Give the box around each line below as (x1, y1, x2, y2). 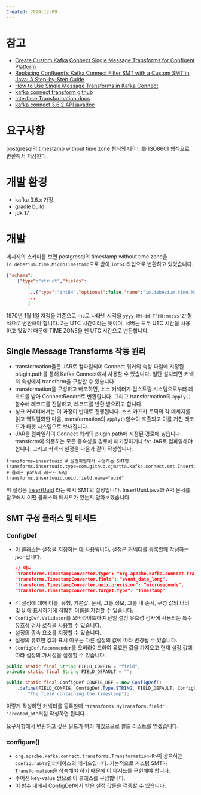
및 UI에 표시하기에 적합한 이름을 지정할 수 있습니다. (14, 607, 134, 614)
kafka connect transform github (14, 88, 93, 96)
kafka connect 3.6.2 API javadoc (14, 101, 95, 108)
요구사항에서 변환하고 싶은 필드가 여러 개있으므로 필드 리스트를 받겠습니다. (6, 722, 179, 730)
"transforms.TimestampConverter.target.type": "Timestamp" (14, 587, 166, 593)
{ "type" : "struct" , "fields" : (17, 278, 87, 284)
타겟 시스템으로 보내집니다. (26, 423, 89, 430)
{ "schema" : (6, 273, 33, 279)
